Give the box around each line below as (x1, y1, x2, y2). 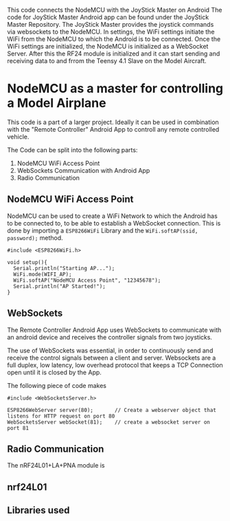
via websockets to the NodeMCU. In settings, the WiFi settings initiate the (7, 27, 215, 36)
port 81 (7, 424, 30, 431)
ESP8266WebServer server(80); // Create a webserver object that (7, 407, 216, 413)
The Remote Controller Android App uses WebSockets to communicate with (7, 326, 222, 334)
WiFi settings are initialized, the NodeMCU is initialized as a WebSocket (7, 43, 209, 50)
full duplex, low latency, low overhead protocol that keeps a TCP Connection (7, 361, 223, 369)
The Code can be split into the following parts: (7, 145, 138, 154)
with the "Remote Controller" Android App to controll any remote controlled (7, 125, 220, 133)
